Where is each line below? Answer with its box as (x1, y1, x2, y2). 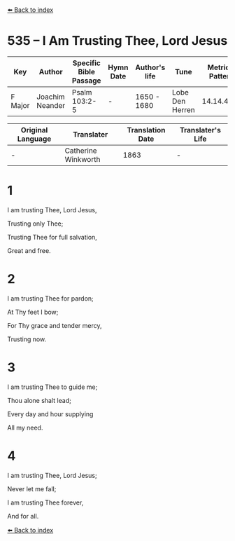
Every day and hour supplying (7, 409, 94, 418)
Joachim (36, 92, 65, 102)
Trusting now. (7, 335, 47, 343)
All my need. (7, 423, 43, 432)
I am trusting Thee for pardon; (7, 294, 94, 303)
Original (20, 125, 48, 135)
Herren (172, 104, 196, 114)
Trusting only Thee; (7, 219, 64, 228)
